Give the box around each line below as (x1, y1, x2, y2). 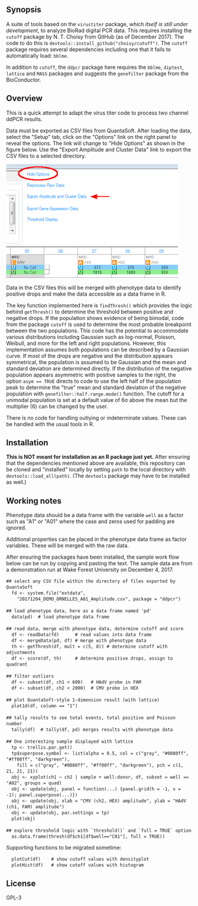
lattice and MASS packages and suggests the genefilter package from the (6, 69, 189, 77)
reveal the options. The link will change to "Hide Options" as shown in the (6, 140, 185, 147)
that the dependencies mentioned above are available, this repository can (6, 460, 186, 467)
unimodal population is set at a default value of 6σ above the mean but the (6, 396, 187, 403)
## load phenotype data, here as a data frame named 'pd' (6, 608, 152, 614)
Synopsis (6, 5, 41, 15)
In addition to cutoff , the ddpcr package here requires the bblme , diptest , (6, 64, 184, 71)
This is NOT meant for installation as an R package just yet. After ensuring (6, 454, 190, 461)
